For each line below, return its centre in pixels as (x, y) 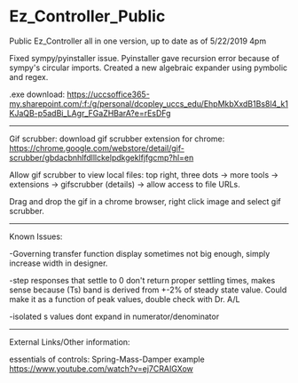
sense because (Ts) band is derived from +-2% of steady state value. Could (148, 290)
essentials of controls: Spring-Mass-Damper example (107, 359)
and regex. (29, 76)
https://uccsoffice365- (109, 94)
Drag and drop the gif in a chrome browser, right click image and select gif (145, 201)
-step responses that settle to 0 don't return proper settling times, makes (142, 280)
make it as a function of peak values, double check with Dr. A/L (125, 299)
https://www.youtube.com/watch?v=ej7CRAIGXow (101, 368)
